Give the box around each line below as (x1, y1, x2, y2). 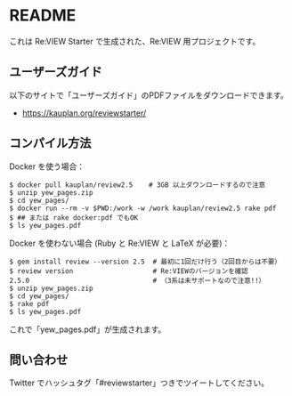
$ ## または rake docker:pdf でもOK (9, 213, 139, 222)
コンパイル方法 (9, 135, 92, 151)
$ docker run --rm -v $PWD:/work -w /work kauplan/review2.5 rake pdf (9, 204, 277, 213)
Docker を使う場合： (9, 161, 85, 172)
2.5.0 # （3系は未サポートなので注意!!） (9, 276, 265, 285)
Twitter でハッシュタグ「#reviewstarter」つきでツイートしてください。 (9, 377, 270, 388)
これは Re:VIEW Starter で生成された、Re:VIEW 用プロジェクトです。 (9, 36, 261, 46)
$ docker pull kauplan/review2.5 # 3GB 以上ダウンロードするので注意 (9, 180, 265, 190)
